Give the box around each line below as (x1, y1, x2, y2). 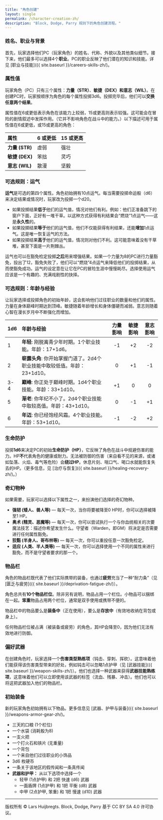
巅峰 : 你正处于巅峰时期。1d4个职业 (21, 379, 102, 386)
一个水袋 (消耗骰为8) (12, 727, 53, 733)
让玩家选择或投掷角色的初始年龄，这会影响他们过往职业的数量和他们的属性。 (5, 297, 158, 303)
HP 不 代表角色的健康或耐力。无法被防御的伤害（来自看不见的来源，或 (13, 453, 151, 459)
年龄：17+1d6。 (31, 346, 70, 353)
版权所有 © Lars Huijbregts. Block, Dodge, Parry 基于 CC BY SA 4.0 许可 (5, 803, 149, 809)
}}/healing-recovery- (107, 465, 149, 471)
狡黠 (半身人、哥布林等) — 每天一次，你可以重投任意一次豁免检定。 (12, 538, 147, 543)
